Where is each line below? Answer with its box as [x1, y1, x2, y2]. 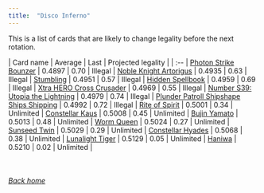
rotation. [8, 41, 36, 52]
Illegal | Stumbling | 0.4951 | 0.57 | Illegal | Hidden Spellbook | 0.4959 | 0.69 [8, 74, 256, 84]
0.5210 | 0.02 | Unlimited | [8, 142, 93, 152]
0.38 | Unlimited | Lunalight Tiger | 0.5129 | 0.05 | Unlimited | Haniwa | [8, 133, 237, 144]
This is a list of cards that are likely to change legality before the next [8, 33, 235, 43]
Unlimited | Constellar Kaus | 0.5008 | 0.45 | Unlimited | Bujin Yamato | [8, 108, 239, 118]
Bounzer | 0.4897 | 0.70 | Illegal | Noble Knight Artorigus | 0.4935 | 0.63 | [8, 65, 247, 76]
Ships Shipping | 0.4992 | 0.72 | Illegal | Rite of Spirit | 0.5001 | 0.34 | [8, 100, 233, 109]
